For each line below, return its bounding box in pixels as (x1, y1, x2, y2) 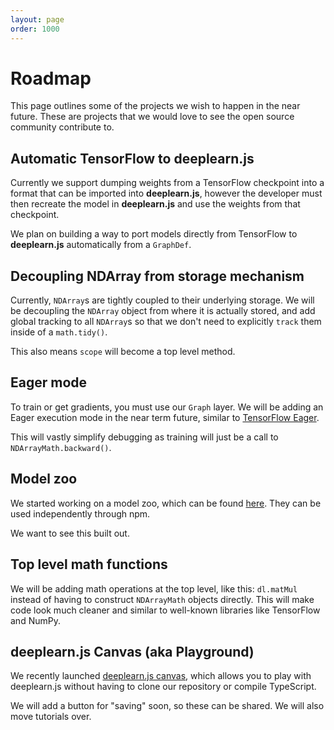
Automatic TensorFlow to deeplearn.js (10, 150, 255, 167)
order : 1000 (10, 24, 60, 34)
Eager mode (10, 374, 88, 391)
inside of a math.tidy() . (10, 326, 108, 338)
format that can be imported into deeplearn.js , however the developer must (10, 187, 323, 200)
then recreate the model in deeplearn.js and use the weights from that (10, 198, 301, 210)
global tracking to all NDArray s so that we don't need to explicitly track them (10, 316, 322, 328)
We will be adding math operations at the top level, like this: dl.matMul (10, 582, 298, 595)
